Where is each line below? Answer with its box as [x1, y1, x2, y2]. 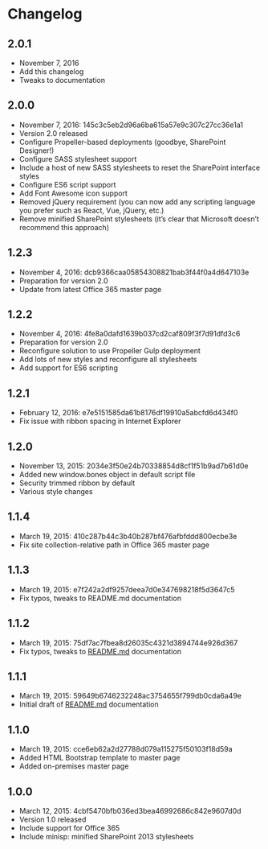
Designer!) [18, 146, 55, 155]
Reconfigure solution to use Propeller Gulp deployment [18, 346, 201, 356]
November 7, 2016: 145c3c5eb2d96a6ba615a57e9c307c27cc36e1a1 [18, 120, 244, 130]
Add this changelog [18, 67, 84, 76]
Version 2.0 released [18, 128, 88, 138]
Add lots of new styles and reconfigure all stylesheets [18, 355, 197, 365]
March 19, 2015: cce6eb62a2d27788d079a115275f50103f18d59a [18, 744, 233, 754]
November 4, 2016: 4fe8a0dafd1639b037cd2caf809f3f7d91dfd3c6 [18, 329, 241, 339]
